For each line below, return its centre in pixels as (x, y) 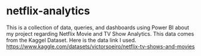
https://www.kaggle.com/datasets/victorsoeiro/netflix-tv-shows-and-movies (100, 46)
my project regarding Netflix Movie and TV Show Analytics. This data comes (100, 33)
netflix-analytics (48, 11)
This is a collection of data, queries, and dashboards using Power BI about (98, 27)
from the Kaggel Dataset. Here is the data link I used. (71, 40)
